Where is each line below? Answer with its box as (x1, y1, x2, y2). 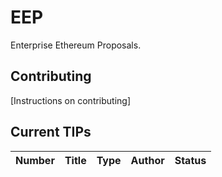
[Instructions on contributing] (10, 94, 132, 106)
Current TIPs (10, 124, 92, 141)
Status (174, 153, 207, 167)
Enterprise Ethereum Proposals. (10, 39, 142, 51)
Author (130, 153, 165, 167)
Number (15, 153, 55, 167)
